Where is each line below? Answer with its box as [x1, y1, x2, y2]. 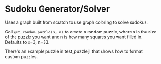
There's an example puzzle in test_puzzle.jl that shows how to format [5, 48, 143, 54]
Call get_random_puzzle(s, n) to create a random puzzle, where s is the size [5, 29, 157, 34]
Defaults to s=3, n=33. [5, 39, 50, 45]
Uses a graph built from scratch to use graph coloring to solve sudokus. [5, 19, 148, 25]
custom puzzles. [5, 53, 38, 59]
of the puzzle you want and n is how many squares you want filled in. [5, 34, 143, 40]
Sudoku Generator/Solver [5, 3, 110, 15]
